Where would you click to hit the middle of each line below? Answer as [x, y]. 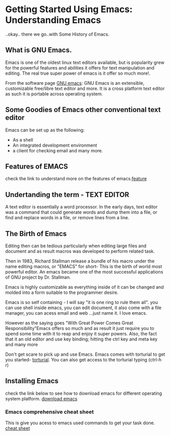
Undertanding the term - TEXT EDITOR [67, 195]
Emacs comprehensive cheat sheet [49, 412]
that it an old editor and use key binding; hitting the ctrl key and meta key [81, 339]
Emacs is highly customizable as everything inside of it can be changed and [84, 287]
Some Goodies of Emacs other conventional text [83, 110]
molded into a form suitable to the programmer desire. [62, 292]
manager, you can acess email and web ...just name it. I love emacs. [76, 313]
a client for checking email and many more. [58, 150]
